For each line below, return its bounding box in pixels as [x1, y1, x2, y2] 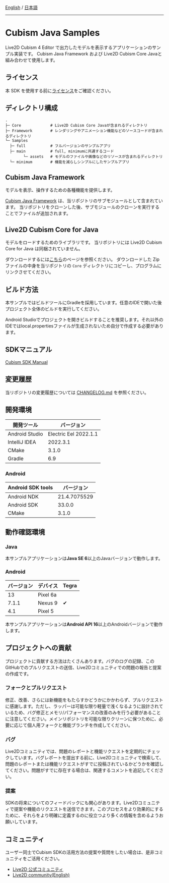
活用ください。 [31, 856, 63, 862]
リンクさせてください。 [5, 269, 54, 275]
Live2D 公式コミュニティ [12, 866, 64, 872]
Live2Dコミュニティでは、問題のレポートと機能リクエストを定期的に [5, 748, 147, 754]
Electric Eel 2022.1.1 [47, 430, 98, 437]
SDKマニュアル [5, 345, 52, 354]
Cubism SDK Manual [5, 359, 48, 365]
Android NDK [8, 493, 39, 500]
